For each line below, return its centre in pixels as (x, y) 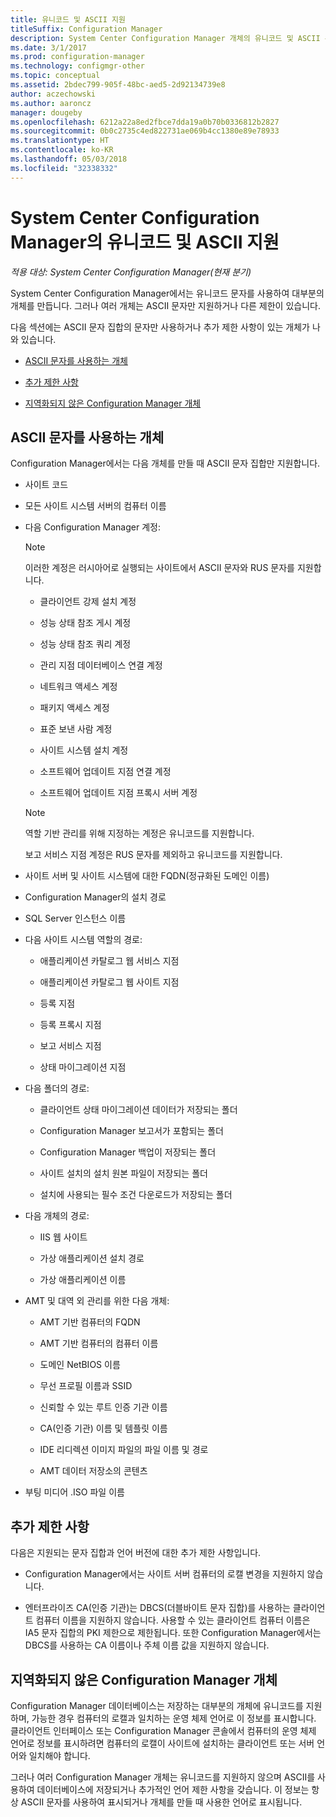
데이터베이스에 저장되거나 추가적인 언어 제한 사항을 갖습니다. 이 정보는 (173, 1789)
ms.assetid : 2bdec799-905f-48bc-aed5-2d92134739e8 (118, 85)
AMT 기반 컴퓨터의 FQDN (90, 1322)
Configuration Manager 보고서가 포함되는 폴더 (131, 1131)
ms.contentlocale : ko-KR (62, 150)
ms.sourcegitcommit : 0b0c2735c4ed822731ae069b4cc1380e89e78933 (145, 131)
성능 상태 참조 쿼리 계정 (85, 644)
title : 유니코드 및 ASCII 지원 (68, 19)
